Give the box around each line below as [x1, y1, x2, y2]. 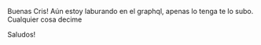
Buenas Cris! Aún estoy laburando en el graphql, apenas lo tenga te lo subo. [7, 7, 254, 16]
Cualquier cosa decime [7, 15, 83, 24]
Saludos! [7, 30, 36, 39]
